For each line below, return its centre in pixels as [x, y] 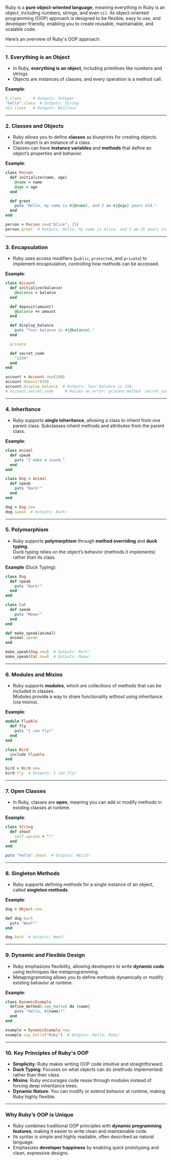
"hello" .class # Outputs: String [42, 103]
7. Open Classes [26, 791]
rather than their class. [36, 1074]
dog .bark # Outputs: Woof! [35, 937]
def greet [20, 201]
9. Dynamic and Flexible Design [45, 955]
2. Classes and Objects [35, 126]
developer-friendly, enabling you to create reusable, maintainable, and [79, 24]
